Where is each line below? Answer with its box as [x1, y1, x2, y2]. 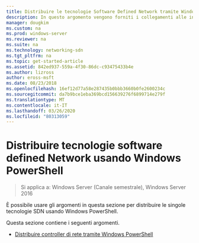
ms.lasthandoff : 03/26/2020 [6, 108, 76, 114]
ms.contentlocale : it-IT [6, 102, 68, 108]
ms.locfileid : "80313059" [6, 113, 70, 119]
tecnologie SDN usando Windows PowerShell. [6, 208, 118, 215]
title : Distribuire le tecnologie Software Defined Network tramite [6, 8, 179, 15]
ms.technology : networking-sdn [6, 47, 84, 53]
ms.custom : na [6, 25, 41, 31]
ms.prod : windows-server [6, 31, 68, 37]
